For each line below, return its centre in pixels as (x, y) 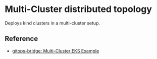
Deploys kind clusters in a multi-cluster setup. (53, 23)
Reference (21, 39)
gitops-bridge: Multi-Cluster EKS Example (56, 50)
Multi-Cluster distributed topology (78, 9)
